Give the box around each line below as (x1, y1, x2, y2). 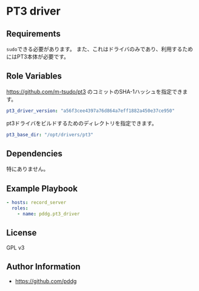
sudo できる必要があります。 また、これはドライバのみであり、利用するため (6, 46, 193, 52)
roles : (12, 205, 29, 211)
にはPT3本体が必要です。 (6, 53, 70, 60)
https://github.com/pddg (15, 278, 77, 285)
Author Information (6, 262, 81, 272)
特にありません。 (6, 166, 49, 173)
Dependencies (6, 148, 62, 159)
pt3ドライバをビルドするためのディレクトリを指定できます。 (6, 119, 158, 127)
